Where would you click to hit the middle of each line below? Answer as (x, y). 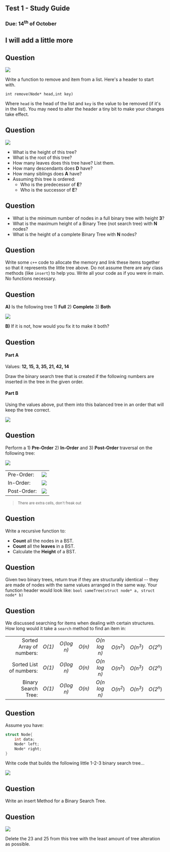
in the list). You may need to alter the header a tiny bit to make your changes (85, 109)
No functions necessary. (31, 278)
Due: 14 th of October (31, 23)
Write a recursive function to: (35, 531)
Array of (28, 647)
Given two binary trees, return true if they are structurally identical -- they (82, 580)
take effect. (17, 114)
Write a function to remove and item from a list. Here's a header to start (79, 79)
